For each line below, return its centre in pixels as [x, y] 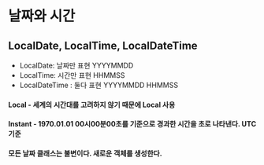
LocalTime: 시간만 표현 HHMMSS [72, 75]
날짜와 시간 [42, 16]
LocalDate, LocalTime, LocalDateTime [103, 45]
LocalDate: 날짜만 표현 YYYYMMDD [76, 65]
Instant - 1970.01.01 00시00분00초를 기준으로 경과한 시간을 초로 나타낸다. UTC [132, 124]
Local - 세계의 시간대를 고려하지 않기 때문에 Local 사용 [92, 104]
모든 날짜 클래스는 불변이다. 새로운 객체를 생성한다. [86, 153]
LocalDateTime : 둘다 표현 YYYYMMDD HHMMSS [99, 85]
